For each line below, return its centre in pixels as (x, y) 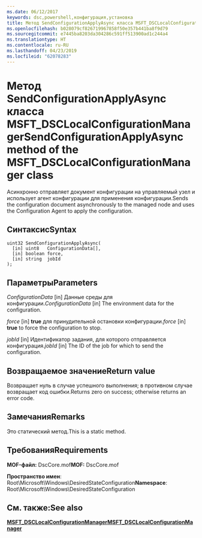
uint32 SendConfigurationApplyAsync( (54, 243)
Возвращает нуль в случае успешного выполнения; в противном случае (100, 385)
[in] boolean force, (38, 254)
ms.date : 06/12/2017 (33, 12)
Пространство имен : (34, 476)
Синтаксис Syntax (42, 229)
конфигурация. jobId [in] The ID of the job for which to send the (85, 346)
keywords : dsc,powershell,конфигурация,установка (70, 17)
